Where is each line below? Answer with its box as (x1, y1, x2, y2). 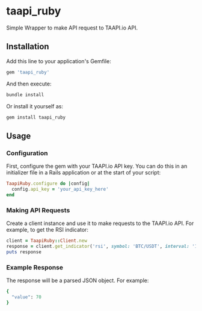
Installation (6, 42, 49, 52)
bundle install (6, 91, 44, 97)
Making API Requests (6, 206, 70, 214)
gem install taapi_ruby (6, 114, 66, 120)
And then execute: (6, 80, 52, 87)
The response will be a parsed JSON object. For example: (6, 277, 149, 284)
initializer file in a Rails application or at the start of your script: (6, 169, 161, 176)
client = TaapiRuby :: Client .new (6, 238, 87, 244)
